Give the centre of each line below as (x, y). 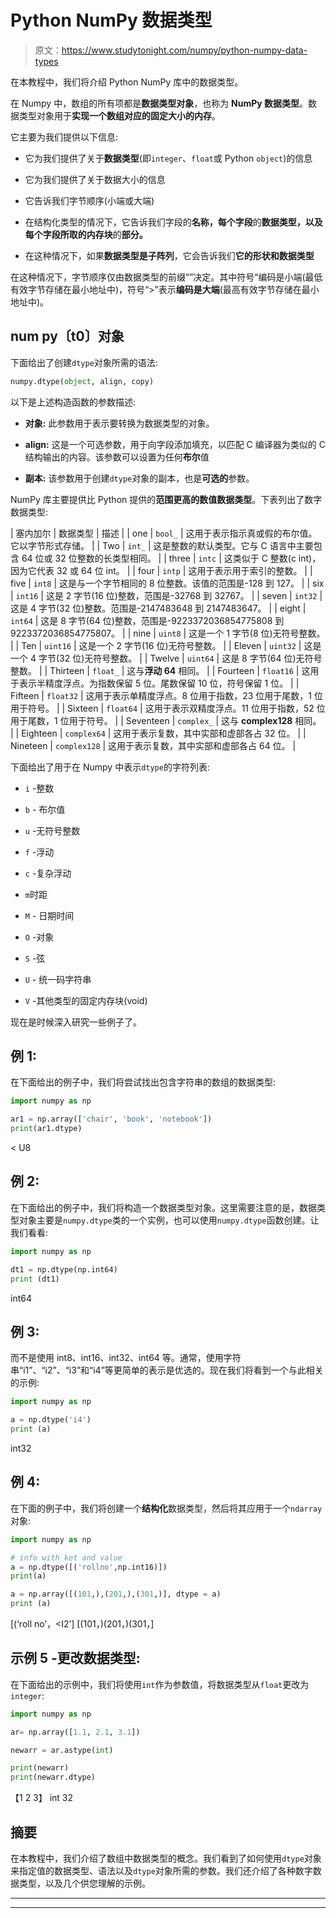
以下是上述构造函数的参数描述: (73, 402)
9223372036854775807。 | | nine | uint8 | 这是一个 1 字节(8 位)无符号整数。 (168, 633)
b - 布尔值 (45, 809)
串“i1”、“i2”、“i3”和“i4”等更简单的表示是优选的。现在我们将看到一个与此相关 (167, 1370)
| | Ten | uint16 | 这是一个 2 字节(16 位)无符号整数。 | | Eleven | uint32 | (156, 645)
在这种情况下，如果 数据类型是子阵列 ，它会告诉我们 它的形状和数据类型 (169, 255)
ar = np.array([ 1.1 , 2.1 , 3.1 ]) (75, 1732)
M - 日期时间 (49, 915)
